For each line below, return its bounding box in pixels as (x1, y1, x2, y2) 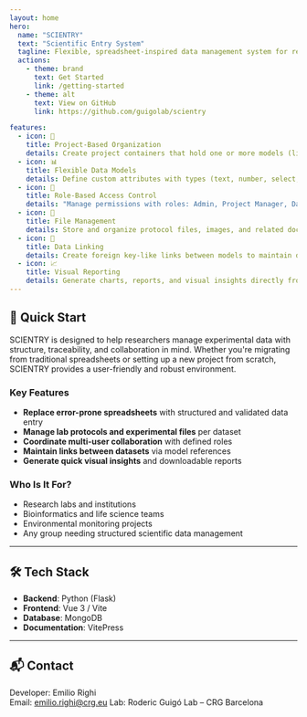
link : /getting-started (33, 81, 125, 90)
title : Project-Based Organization (26, 141, 162, 150)
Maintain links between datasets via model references (22, 445, 231, 457)
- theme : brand (26, 65, 84, 74)
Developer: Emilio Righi (9, 687, 97, 698)
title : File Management (26, 216, 117, 226)
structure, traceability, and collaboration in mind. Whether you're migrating (9, 343, 291, 354)
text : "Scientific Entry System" (17, 38, 145, 48)
